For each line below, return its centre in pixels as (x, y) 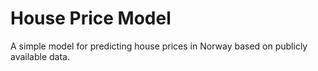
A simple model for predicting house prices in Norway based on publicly (159, 46)
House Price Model (91, 18)
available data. (40, 56)
